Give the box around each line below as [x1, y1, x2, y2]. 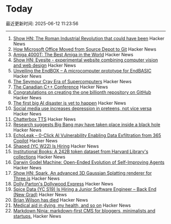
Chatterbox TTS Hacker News [13, 116, 76, 122]
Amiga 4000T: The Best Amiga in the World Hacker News [13, 51, 133, 57]
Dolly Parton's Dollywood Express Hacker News [13, 180, 114, 186]
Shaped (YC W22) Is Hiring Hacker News [13, 143, 99, 149]
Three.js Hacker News [13, 175, 60, 181]
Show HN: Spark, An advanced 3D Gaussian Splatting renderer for [13, 170, 152, 176]
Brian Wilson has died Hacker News [13, 197, 88, 203]
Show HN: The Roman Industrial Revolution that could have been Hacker [13, 35, 164, 41]
